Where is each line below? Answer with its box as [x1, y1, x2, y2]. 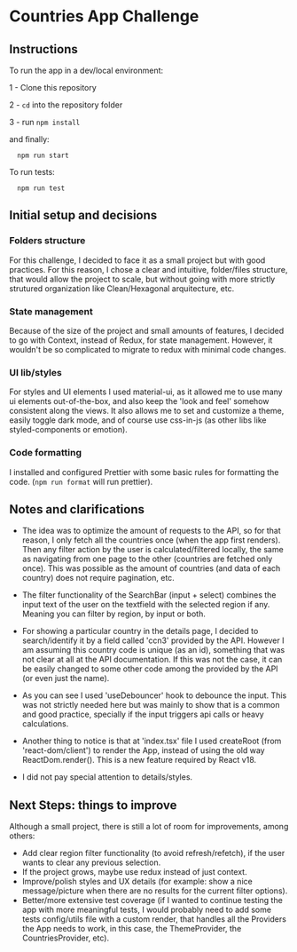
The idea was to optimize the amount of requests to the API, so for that [21, 526, 281, 536]
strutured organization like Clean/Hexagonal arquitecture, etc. [9, 282, 235, 294]
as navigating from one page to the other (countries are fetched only [21, 553, 273, 565]
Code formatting [9, 447, 82, 459]
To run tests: [9, 167, 55, 177]
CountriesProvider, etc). [21, 932, 109, 943]
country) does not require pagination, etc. [21, 573, 175, 583]
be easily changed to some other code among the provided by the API [21, 663, 278, 674]
